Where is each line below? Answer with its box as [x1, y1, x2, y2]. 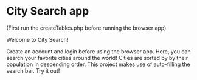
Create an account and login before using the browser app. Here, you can [6, 47, 191, 55]
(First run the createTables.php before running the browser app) [6, 24, 167, 32]
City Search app [6, 4, 89, 18]
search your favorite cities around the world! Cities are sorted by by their [6, 54, 188, 61]
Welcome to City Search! [6, 36, 69, 43]
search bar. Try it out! [6, 67, 60, 74]
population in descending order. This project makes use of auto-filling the [6, 61, 190, 68]
